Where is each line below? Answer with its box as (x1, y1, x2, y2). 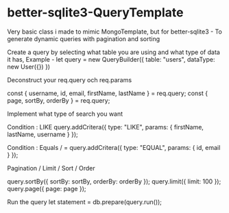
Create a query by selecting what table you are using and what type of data (7, 48, 221, 56)
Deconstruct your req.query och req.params (7, 75, 132, 84)
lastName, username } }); (7, 130, 79, 138)
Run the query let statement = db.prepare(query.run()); (7, 197, 162, 206)
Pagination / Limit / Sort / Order (7, 164, 96, 172)
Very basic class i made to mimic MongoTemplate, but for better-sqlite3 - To (7, 27, 223, 36)
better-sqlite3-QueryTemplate (7, 5, 184, 21)
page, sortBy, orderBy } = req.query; (7, 96, 110, 104)
